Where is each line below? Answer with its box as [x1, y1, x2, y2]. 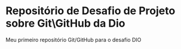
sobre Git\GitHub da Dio [5, 17, 126, 30]
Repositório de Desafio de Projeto [5, 4, 176, 18]
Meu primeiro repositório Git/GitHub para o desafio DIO [5, 36, 142, 43]
